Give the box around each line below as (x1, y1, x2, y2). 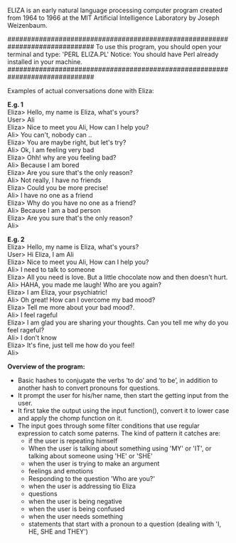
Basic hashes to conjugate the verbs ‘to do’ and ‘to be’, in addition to (17, 376, 218, 384)
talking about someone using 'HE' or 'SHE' (28, 452, 153, 460)
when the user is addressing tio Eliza (28, 482, 136, 490)
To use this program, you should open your (95, 43, 222, 51)
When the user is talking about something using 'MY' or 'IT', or (28, 444, 212, 453)
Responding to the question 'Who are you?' (28, 475, 155, 483)
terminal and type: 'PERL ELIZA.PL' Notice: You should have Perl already (7, 50, 219, 58)
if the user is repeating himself (28, 437, 118, 445)
